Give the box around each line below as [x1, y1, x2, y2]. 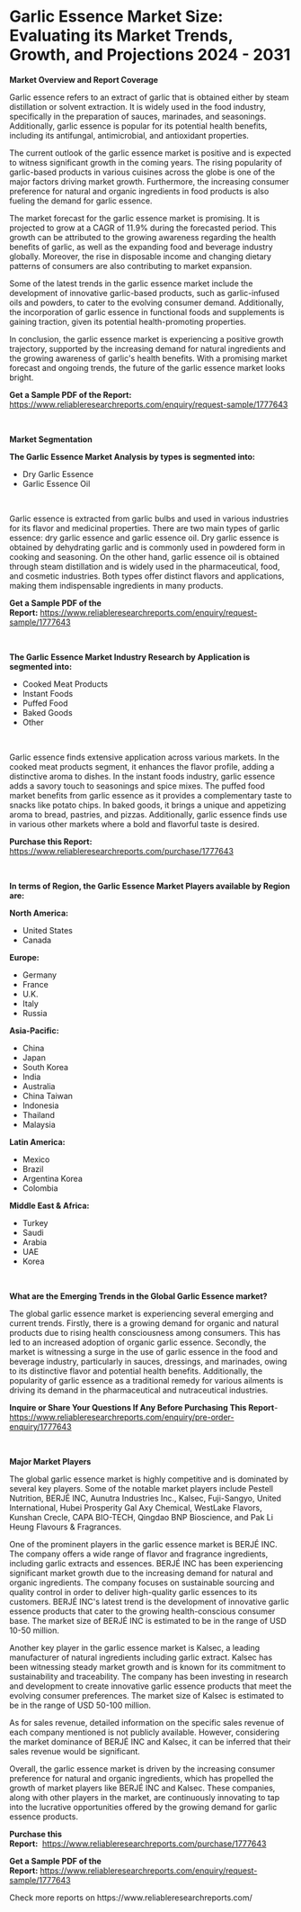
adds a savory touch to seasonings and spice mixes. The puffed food [9, 780, 265, 791]
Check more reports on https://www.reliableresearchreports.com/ [9, 1892, 253, 1903]
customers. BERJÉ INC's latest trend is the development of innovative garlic [9, 1596, 289, 1607]
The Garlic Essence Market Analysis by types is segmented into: [9, 451, 256, 462]
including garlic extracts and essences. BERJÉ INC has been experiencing [9, 1557, 284, 1568]
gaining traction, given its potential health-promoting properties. [9, 316, 247, 327]
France [22, 979, 49, 989]
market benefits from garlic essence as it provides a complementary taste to [9, 789, 292, 800]
